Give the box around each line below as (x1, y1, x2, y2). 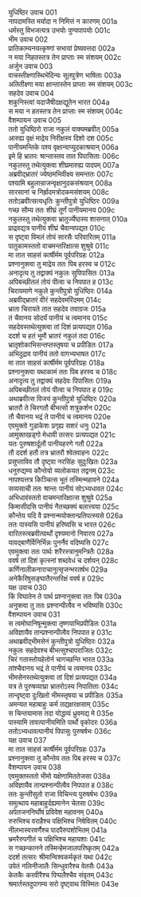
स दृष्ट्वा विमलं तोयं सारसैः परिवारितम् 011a (8, 232, 116, 241)
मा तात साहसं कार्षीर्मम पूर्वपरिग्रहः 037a (8, 744, 106, 754)
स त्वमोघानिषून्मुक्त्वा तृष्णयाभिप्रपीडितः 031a (8, 619, 117, 628)
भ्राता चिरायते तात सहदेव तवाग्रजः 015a (8, 304, 106, 313)
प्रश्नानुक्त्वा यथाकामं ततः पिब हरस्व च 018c (8, 367, 118, 376)
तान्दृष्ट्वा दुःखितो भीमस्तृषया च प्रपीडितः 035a (8, 691, 123, 700)
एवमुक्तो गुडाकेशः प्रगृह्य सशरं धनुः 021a (8, 421, 107, 431)
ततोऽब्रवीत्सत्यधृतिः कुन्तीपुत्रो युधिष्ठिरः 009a (8, 196, 119, 205)
